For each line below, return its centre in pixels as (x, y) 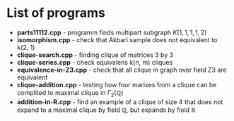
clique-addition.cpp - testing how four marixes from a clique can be (117, 84)
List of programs (56, 13)
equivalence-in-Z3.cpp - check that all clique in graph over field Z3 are (122, 70)
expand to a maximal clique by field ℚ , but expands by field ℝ (106, 110)
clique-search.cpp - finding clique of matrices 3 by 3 (95, 55)
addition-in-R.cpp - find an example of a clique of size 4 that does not (120, 102)
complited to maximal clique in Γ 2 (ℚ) (70, 93)
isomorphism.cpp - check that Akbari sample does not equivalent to (117, 39)
